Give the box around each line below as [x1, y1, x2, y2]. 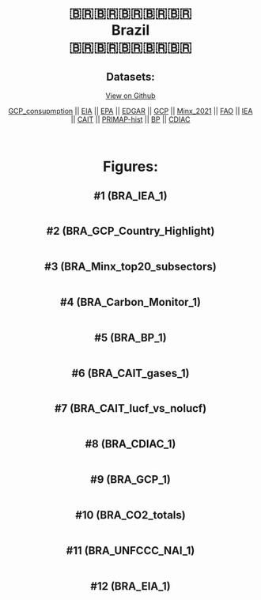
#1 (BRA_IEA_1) [93, 189, 168, 202]
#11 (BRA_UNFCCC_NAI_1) [66, 544, 195, 557]
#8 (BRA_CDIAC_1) [85, 437, 176, 451]
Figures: [103, 158, 158, 175]
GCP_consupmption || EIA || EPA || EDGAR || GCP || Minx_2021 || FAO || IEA [8, 107, 253, 115]
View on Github [105, 91, 156, 100]
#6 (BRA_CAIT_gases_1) [71, 366, 190, 379]
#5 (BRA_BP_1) [94, 330, 167, 344]
